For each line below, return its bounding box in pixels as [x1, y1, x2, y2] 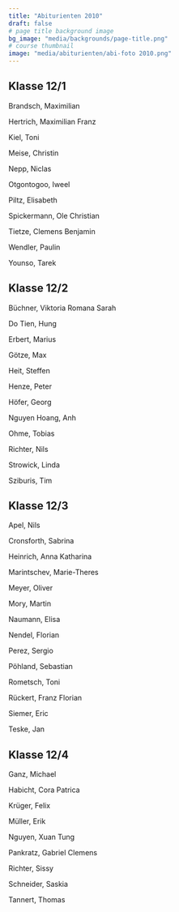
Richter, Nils [8, 444, 49, 454]
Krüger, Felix [8, 801, 51, 811]
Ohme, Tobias [8, 428, 55, 438]
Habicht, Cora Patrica [8, 785, 80, 795]
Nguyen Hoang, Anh [8, 412, 77, 422]
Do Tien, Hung [8, 318, 57, 328]
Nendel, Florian [8, 630, 60, 640]
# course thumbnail [8, 42, 75, 50]
